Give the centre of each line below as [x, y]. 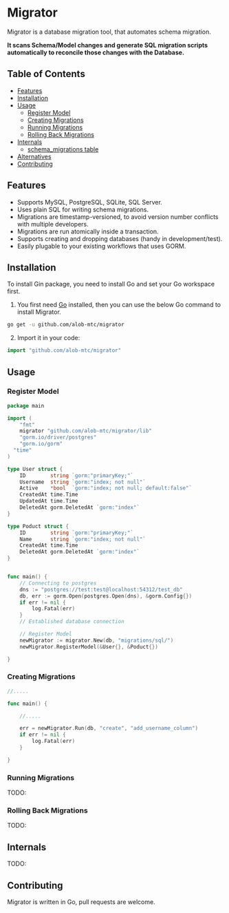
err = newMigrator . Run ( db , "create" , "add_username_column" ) [109, 728]
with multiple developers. [53, 224]
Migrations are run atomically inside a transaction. [88, 231]
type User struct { [35, 469]
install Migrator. [39, 312]
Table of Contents [46, 74]
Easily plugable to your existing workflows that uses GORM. [101, 246]
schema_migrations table [63, 149]
